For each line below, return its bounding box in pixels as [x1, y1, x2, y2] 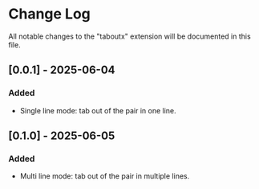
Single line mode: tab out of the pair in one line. [19, 105, 176, 115]
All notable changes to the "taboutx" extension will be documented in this [8, 31, 251, 41]
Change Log [8, 5, 91, 23]
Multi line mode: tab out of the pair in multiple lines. [19, 171, 190, 181]
